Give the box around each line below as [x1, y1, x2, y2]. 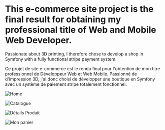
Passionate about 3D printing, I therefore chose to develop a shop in [5, 51, 144, 57]
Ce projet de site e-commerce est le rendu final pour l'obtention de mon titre [5, 65, 160, 72]
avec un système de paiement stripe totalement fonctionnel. [5, 81, 127, 87]
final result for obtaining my [5, 14, 121, 25]
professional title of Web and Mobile [5, 25, 157, 35]
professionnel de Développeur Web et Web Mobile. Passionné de [5, 71, 137, 77]
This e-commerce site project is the [5, 3, 154, 15]
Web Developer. [5, 35, 72, 46]
